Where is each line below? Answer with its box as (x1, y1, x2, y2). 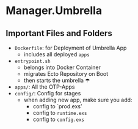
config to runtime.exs (32, 109, 87, 116)
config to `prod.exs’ (32, 103, 82, 110)
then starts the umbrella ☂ (23, 77, 90, 84)
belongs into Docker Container (23, 64, 101, 71)
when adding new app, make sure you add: (23, 96, 133, 103)
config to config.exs (32, 116, 85, 123)
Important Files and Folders (5, 28, 112, 39)
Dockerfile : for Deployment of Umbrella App (14, 44, 127, 51)
